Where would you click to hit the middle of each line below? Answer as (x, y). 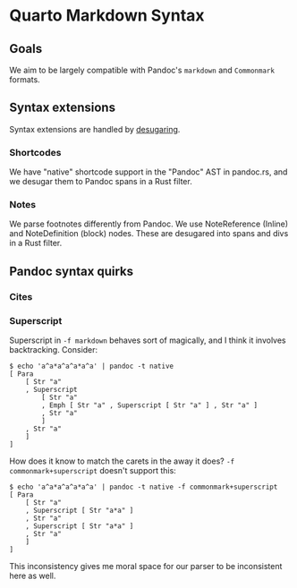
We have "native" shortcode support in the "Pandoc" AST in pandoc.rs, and (148, 172)
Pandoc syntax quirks (72, 271)
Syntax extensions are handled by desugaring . (95, 129)
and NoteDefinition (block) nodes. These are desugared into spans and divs (149, 234)
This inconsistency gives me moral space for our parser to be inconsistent (146, 567)
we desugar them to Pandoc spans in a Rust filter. (101, 182)
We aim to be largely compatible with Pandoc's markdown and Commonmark (142, 70)
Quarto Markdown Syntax (107, 16)
